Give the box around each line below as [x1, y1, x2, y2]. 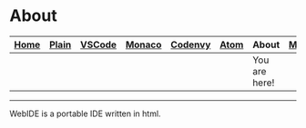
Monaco [125, 38, 162, 51]
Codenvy [170, 38, 211, 51]
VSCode [80, 38, 117, 51]
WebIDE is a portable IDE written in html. [9, 108, 161, 119]
